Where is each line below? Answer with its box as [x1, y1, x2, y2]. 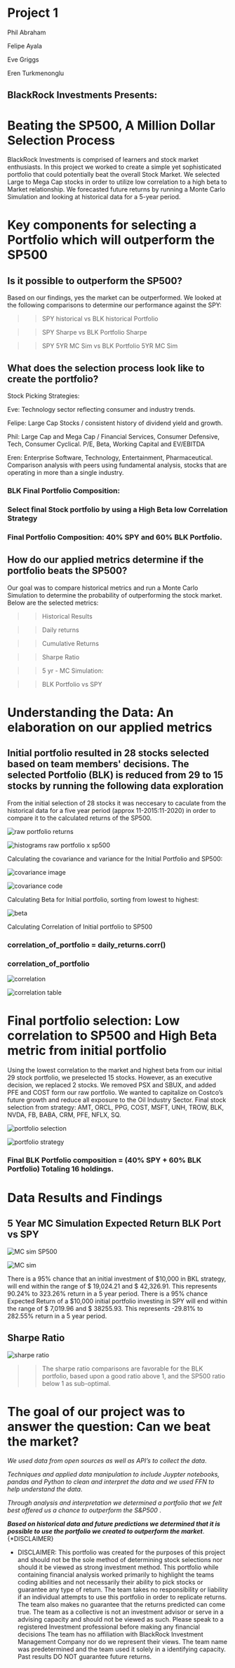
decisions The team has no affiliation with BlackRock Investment [17, 1630, 203, 1639]
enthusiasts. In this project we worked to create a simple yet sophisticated [7, 163, 222, 171]
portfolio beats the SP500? [7, 565, 128, 577]
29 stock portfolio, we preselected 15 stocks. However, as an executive [7, 1073, 213, 1082]
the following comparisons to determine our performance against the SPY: [7, 301, 222, 309]
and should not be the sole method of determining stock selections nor [17, 1556, 223, 1564]
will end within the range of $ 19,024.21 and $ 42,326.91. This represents [7, 1282, 217, 1290]
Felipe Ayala [7, 41, 42, 50]
